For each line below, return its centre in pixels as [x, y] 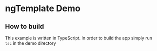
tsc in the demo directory [30, 43]
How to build [25, 26]
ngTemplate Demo [43, 8]
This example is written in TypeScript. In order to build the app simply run [79, 38]
